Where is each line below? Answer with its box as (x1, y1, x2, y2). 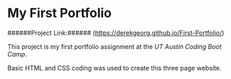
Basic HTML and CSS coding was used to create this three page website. (7, 63, 222, 72)
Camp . (7, 50, 27, 58)
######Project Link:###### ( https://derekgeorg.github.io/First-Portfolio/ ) (7, 28, 225, 37)
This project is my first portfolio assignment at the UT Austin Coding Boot (7, 42, 222, 51)
